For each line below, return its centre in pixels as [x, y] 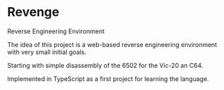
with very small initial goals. [47, 52]
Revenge [33, 12]
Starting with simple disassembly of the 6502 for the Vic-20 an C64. [105, 65]
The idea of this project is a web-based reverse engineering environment [112, 44]
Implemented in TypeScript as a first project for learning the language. [108, 79]
